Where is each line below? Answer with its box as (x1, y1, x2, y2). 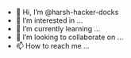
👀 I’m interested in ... (15, 16, 83, 25)
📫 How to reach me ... (15, 42, 90, 50)
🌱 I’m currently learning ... (15, 24, 101, 33)
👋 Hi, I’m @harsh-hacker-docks (15, 8, 119, 16)
